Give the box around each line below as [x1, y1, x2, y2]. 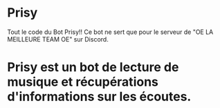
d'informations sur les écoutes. [7, 89, 192, 105]
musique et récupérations [7, 74, 159, 90]
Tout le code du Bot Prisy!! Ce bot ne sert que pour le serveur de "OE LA [7, 28, 214, 36]
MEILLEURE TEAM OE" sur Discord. [7, 35, 109, 43]
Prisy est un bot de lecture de [7, 60, 179, 75]
